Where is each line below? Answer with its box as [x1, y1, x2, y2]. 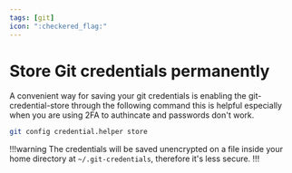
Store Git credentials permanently [9, 61, 270, 82]
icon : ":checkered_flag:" [9, 22, 107, 31]
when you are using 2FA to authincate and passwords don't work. [9, 110, 255, 120]
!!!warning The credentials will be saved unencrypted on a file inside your [9, 144, 284, 155]
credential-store [9, 101, 70, 111]
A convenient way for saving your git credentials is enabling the [9, 91, 247, 101]
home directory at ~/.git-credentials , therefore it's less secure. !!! [9, 153, 260, 164]
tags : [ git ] [9, 13, 54, 23]
